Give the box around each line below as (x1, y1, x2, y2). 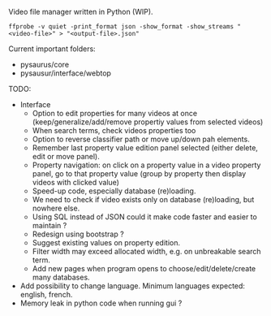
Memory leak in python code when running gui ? (19, 298, 183, 308)
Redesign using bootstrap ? (32, 229, 124, 239)
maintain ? (32, 221, 67, 230)
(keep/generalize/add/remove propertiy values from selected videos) (32, 117, 264, 127)
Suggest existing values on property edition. (32, 238, 181, 247)
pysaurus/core (19, 60, 70, 69)
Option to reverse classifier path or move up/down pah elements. (32, 134, 250, 144)
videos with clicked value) (32, 178, 120, 187)
